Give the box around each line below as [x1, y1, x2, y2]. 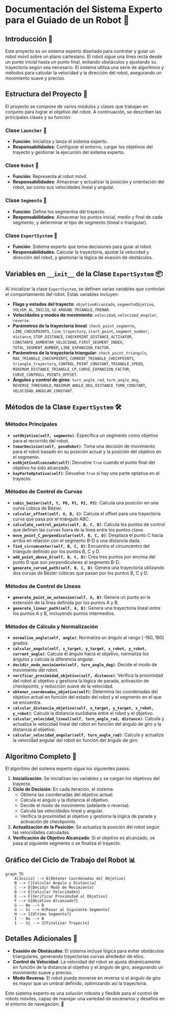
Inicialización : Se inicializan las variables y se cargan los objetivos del [12, 776, 160, 782]
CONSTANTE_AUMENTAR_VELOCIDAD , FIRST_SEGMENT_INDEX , [12, 339, 124, 345]
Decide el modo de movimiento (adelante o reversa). [20, 802, 130, 809]
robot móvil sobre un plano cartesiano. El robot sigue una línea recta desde [5, 53, 162, 59]
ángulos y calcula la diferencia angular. [12, 656, 94, 662]
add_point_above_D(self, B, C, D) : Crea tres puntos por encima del [12, 553, 156, 560]
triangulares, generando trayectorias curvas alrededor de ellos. [12, 953, 145, 959]
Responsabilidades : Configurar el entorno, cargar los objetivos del [12, 144, 153, 150]
